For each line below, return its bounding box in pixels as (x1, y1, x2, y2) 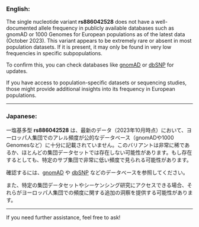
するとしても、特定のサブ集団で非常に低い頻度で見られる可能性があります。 (6, 156, 192, 163)
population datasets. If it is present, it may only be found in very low (6, 43, 172, 51)
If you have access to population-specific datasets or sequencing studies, (6, 79, 187, 86)
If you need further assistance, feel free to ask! (6, 213, 121, 221)
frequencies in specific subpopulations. (6, 50, 102, 57)
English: (6, 5, 31, 13)
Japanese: (6, 112, 37, 121)
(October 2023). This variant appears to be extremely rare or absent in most (6, 37, 192, 45)
